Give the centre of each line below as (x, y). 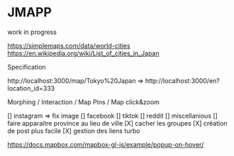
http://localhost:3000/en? (182, 80)
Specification (27, 67)
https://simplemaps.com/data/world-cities (69, 45)
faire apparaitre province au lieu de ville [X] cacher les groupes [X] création (118, 123)
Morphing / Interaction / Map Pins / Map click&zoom (83, 102)
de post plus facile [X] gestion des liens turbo (74, 130)
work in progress (32, 32)
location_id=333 (31, 88)
